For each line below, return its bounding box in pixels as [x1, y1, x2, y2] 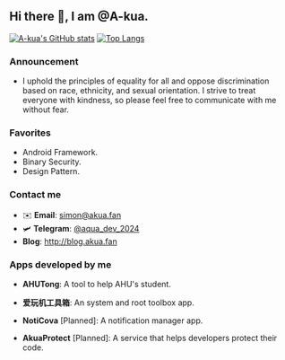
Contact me [9, 189, 62, 201]
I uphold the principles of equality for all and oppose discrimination [22, 75, 270, 86]
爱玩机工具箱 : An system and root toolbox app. [22, 297, 194, 308]
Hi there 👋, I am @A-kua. [9, 9, 150, 24]
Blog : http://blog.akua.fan [22, 235, 118, 247]
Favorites [9, 127, 52, 139]
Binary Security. [22, 156, 82, 167]
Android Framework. [22, 147, 99, 158]
